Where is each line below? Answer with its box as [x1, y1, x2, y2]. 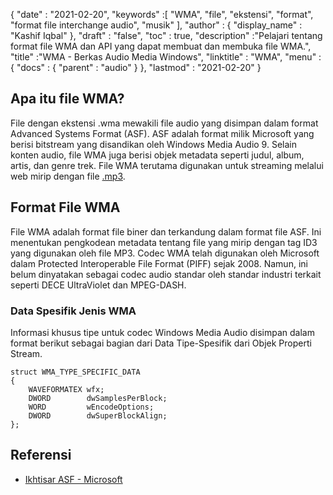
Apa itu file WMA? [10, 90, 125, 108]
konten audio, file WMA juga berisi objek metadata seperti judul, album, [10, 149, 305, 161]
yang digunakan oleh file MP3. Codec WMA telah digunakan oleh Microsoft [10, 247, 320, 259]
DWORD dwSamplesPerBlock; [28, 393, 168, 403]
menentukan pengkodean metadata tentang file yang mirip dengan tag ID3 [10, 236, 318, 248]
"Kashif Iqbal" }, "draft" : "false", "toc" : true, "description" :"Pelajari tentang [10, 30, 323, 41]
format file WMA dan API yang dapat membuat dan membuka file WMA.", [10, 40, 312, 52]
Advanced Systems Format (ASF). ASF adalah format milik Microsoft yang [10, 127, 315, 139]
